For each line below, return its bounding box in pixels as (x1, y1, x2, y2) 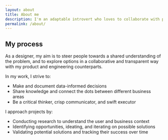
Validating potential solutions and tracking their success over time (12, 129, 148, 135)
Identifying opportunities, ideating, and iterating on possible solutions (12, 123, 155, 130)
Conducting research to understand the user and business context (12, 118, 150, 124)
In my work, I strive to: (5, 73, 51, 79)
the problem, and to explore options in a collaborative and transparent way (5, 58, 159, 64)
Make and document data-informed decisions (12, 83, 107, 89)
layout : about (5, 7, 35, 12)
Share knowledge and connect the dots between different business (12, 88, 151, 94)
